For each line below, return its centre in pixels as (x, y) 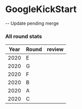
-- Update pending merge (32, 23)
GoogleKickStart (41, 9)
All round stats (24, 36)
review (55, 49)
